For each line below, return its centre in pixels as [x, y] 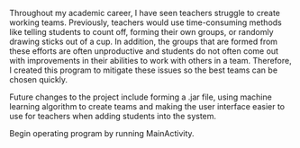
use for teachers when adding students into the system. [113, 116]
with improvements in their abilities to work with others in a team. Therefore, [150, 61]
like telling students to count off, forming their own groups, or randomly [141, 32]
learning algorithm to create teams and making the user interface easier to [147, 106]
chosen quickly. [39, 79]
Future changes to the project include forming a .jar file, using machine [141, 97]
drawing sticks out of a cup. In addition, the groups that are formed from [143, 41]
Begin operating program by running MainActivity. [102, 133]
